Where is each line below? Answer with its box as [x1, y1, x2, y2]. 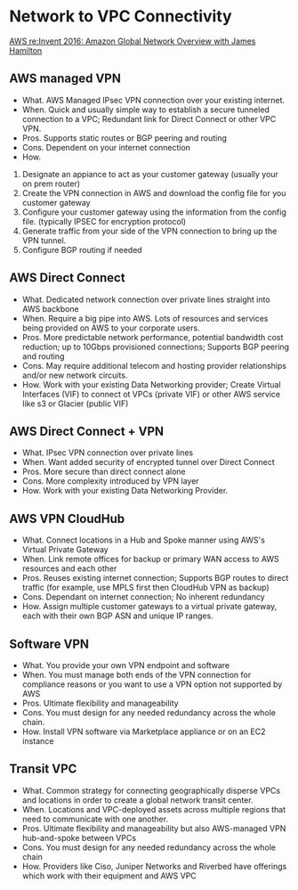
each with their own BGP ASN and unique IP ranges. [21, 610, 213, 621]
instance [21, 736, 54, 746]
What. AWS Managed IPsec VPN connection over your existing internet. [21, 94, 286, 105]
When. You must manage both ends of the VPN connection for [21, 670, 252, 680]
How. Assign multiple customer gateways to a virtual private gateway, [21, 601, 278, 612]
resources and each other [21, 563, 117, 574]
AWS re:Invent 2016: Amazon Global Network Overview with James [9, 36, 256, 46]
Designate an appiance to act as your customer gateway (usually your [21, 168, 278, 179]
